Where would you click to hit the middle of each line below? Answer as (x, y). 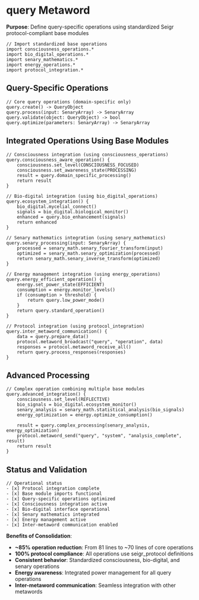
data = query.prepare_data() (53, 336)
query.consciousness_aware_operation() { (58, 160)
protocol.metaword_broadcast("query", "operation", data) (90, 342)
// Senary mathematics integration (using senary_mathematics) (86, 238)
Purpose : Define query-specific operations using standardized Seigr (90, 27)
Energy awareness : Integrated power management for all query (93, 573)
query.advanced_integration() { (46, 394)
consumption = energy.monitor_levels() (66, 290)
